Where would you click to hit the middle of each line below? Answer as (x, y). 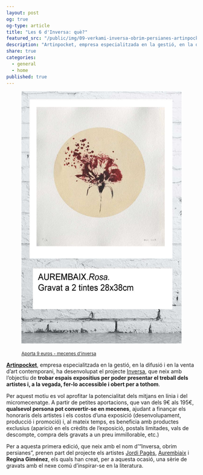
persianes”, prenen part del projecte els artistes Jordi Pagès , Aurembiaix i (98, 453)
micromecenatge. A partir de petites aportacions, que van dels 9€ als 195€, (100, 402)
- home (20, 70)
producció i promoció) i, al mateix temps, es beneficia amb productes (93, 422)
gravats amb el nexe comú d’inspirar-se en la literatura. (75, 466)
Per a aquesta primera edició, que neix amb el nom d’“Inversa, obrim (92, 447)
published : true (27, 77)
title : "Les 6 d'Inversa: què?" (47, 32)
